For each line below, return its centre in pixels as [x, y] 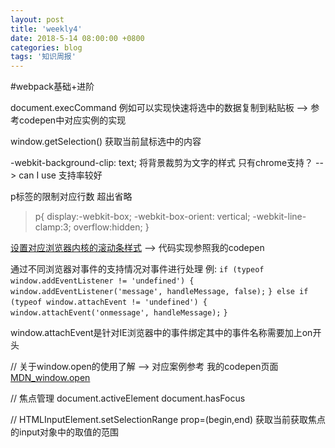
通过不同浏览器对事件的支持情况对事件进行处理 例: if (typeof [137, 269]
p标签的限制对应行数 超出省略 [71, 197]
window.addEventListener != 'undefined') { [102, 281]
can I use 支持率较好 [60, 175]
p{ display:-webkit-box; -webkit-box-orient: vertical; [142, 217]
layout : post [37, 19]
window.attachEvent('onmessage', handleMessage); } [119, 313]
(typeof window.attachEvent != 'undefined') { [109, 302]
